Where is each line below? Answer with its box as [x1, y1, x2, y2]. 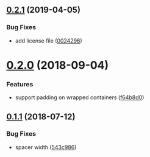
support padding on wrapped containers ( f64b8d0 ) [15, 94, 145, 101]
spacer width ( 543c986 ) [15, 143, 77, 151]
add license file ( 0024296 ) [15, 37, 82, 44]
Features [6, 80, 34, 88]
